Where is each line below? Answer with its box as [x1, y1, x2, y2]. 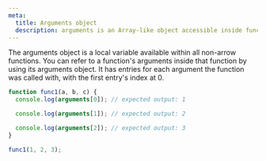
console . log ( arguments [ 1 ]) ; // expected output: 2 [15, 110, 186, 118]
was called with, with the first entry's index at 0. [8, 73, 165, 83]
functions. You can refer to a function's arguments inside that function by [8, 56, 247, 66]
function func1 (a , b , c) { [8, 88, 97, 96]
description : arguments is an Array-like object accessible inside [15, 26, 243, 34]
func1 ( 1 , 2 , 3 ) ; [8, 145, 62, 154]
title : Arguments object [15, 19, 97, 27]
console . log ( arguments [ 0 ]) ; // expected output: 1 [15, 95, 186, 103]
